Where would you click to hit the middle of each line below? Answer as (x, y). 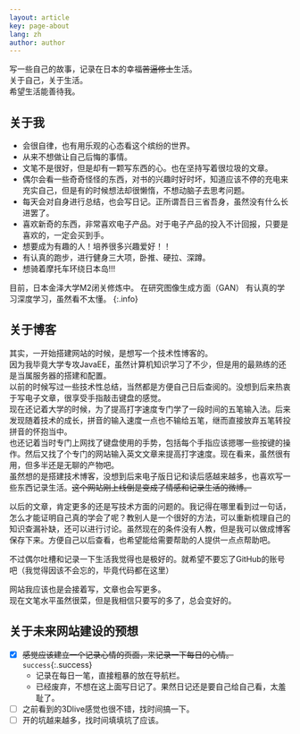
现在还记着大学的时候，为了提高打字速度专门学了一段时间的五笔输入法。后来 (150, 409)
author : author (37, 43)
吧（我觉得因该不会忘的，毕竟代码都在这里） (92, 570)
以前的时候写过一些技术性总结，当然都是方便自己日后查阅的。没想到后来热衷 (150, 387)
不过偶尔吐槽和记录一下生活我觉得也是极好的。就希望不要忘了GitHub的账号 (147, 559)
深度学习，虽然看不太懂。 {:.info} (77, 299)
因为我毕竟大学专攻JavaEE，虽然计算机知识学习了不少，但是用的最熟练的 (144, 364)
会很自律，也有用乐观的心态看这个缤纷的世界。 (108, 146)
